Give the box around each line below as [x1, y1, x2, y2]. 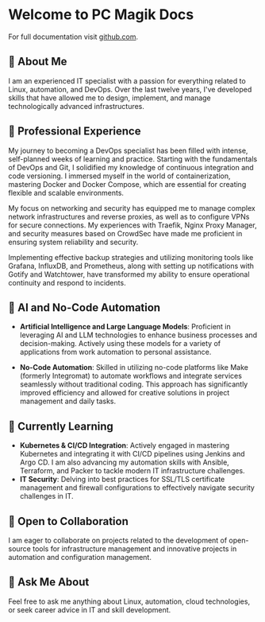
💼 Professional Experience [8, 125, 141, 138]
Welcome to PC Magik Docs [8, 6, 194, 24]
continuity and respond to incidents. [8, 278, 126, 287]
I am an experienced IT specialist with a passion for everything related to [8, 76, 246, 85]
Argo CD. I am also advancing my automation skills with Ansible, [19, 457, 230, 467]
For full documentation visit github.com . [8, 32, 139, 41]
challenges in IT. [19, 492, 74, 501]
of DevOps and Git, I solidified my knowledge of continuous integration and [8, 162, 254, 172]
